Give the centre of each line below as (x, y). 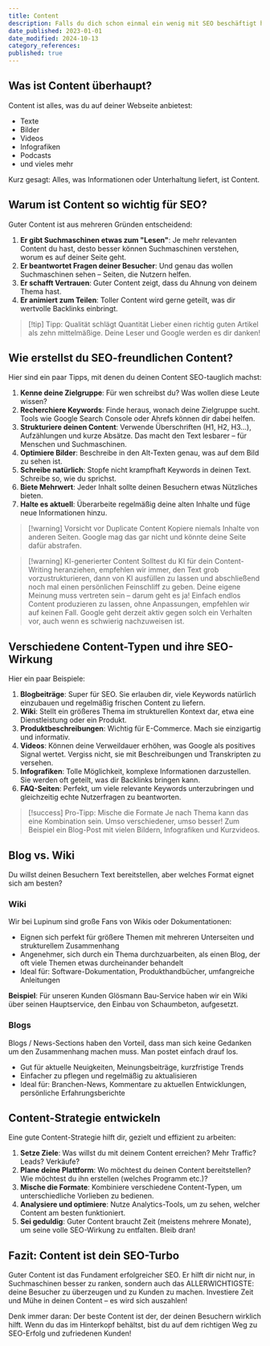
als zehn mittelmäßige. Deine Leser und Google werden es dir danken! (144, 332)
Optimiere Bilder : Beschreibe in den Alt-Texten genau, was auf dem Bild (139, 453)
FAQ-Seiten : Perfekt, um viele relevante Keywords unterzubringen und (137, 789)
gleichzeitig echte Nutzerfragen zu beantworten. (100, 797)
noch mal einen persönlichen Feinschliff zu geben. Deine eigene (134, 587)
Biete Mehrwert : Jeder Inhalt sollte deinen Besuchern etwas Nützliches (139, 487)
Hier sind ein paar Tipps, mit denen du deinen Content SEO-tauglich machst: (135, 377)
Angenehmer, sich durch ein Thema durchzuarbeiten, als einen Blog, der (140, 954)
